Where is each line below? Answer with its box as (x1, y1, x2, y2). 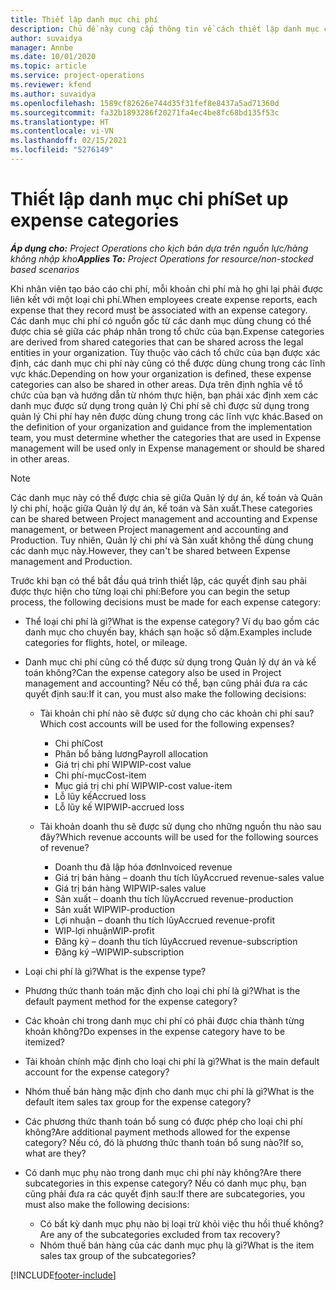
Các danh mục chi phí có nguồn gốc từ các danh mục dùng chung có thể (10, 314, 312, 326)
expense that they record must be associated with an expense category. (10, 304, 308, 316)
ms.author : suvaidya (10, 89, 97, 99)
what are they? (24, 1147, 87, 1159)
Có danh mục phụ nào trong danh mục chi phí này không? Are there (24, 1166, 302, 1178)
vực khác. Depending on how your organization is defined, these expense (10, 367, 312, 380)
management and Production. (10, 555, 133, 567)
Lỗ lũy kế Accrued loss (54, 790, 147, 802)
